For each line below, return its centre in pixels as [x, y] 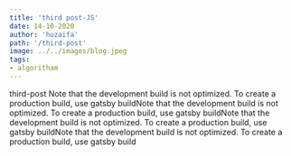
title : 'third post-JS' [54, 18]
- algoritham [34, 69]
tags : [19, 60]
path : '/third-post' [48, 43]
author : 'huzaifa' [44, 34]
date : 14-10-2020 [42, 26]
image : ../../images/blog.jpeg [68, 51]
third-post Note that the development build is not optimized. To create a [143, 93]
